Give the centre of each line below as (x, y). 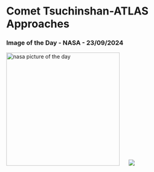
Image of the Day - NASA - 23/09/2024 (65, 43)
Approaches (38, 24)
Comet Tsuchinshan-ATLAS (78, 11)
